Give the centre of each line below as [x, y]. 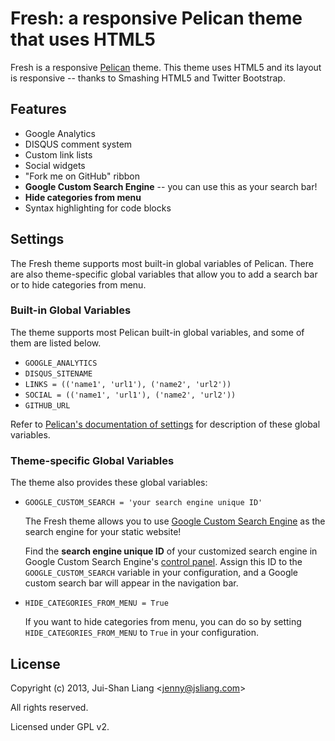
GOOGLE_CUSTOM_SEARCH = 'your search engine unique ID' [143, 503]
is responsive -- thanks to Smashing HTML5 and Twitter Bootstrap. [148, 78]
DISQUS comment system [78, 144]
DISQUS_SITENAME [58, 373]
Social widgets [55, 165]
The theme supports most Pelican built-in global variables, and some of [157, 332]
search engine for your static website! [103, 532]
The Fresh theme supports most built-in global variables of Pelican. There [162, 263]
